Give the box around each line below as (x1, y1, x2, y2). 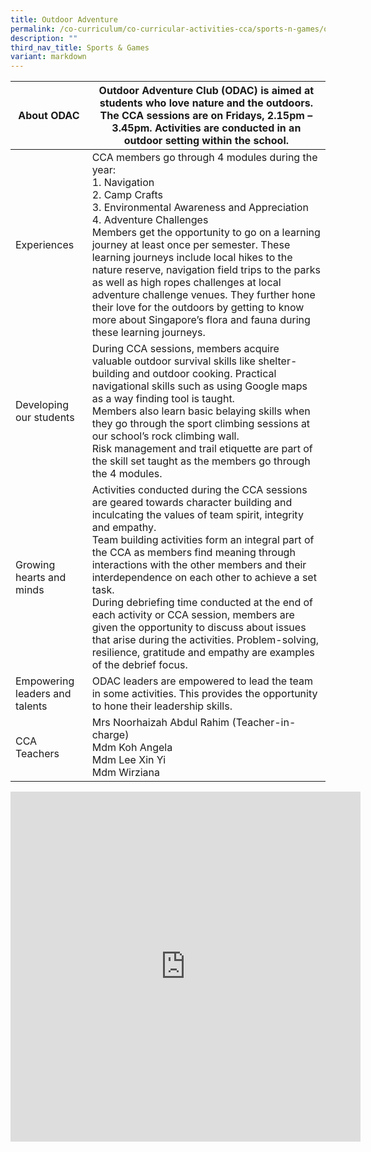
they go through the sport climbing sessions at (91, 417, 311, 431)
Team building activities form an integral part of (91, 533, 315, 547)
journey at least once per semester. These (91, 238, 291, 252)
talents (15, 699, 48, 713)
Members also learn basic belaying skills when (91, 404, 311, 418)
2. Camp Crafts (91, 188, 164, 202)
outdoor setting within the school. (123, 134, 290, 148)
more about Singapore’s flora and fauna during (91, 313, 311, 327)
